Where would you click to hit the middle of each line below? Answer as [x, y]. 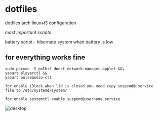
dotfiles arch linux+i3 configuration [41, 23]
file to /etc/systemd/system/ [36, 90]
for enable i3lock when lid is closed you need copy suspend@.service [79, 86]
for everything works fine [45, 58]
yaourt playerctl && [26, 73]
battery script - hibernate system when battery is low [59, 42]
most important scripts [28, 32]
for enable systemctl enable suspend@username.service [63, 99]
